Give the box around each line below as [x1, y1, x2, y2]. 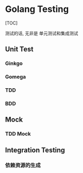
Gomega [5, 73, 26, 80]
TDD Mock [5, 131, 31, 138]
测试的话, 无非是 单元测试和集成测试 [5, 30, 78, 36]
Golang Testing [5, 3, 69, 15]
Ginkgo [5, 60, 23, 67]
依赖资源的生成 [5, 162, 41, 169]
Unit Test [5, 45, 34, 53]
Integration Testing [5, 146, 65, 154]
